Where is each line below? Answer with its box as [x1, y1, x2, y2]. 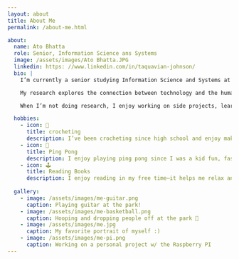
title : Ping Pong [26, 148, 78, 156]
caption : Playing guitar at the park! [26, 201, 142, 208]
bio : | [14, 69, 33, 77]
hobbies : [14, 115, 40, 122]
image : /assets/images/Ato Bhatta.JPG [14, 56, 129, 64]
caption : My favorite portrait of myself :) [26, 228, 161, 235]
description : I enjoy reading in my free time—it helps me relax [26, 175, 224, 182]
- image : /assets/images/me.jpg [20, 221, 116, 228]
